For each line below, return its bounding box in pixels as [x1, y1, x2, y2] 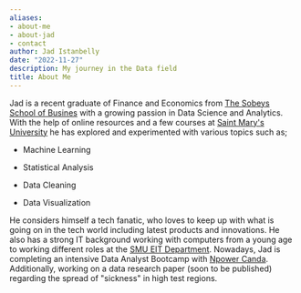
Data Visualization [22, 197, 91, 207]
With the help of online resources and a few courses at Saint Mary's [9, 116, 265, 127]
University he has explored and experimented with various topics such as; [9, 126, 288, 137]
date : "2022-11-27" [9, 56, 84, 65]
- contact [9, 38, 47, 48]
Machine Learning [22, 144, 91, 155]
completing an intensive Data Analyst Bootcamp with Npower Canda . [9, 253, 269, 264]
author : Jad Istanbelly [9, 47, 100, 56]
